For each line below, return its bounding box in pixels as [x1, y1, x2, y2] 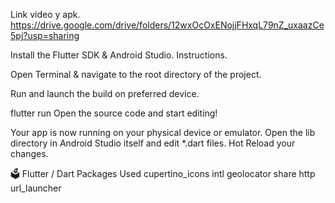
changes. [10, 148, 49, 159]
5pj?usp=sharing [10, 30, 80, 41]
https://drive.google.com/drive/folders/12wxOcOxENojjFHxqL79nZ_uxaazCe [10, 19, 325, 31]
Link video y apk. [10, 9, 81, 20]
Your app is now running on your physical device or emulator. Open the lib [10, 127, 316, 138]
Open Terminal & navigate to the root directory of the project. [10, 69, 262, 80]
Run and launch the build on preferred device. [10, 88, 200, 99]
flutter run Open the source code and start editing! [10, 107, 218, 119]
